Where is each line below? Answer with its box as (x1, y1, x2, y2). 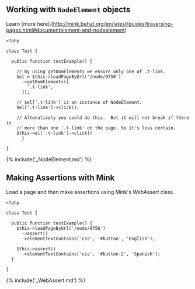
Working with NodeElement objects (6, 5, 131, 15)
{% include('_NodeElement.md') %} (6, 155, 92, 163)
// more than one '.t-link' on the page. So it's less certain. (16, 125, 176, 131)
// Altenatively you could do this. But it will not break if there (16, 114, 190, 121)
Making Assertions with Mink (6, 173, 115, 183)
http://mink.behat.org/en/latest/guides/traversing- (53, 20, 173, 27)
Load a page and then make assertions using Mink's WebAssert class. (6, 188, 175, 195)
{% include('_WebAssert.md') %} (6, 277, 86, 284)
